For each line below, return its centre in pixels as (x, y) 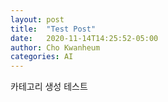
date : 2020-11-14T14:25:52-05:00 (84, 38)
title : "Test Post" (53, 29)
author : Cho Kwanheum (55, 47)
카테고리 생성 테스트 (49, 87)
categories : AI (42, 57)
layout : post (37, 19)
